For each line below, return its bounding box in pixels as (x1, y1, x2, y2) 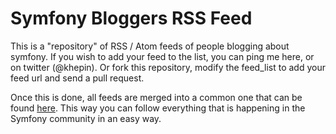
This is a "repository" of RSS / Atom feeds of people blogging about (10, 40, 290, 52)
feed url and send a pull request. (10, 72, 145, 84)
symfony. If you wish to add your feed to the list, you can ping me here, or (10, 50, 315, 62)
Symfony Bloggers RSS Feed (10, 7, 253, 30)
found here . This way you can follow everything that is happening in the (10, 102, 306, 114)
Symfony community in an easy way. (10, 112, 162, 124)
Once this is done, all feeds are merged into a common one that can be (10, 91, 303, 103)
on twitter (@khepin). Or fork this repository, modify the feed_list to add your (10, 61, 326, 73)
